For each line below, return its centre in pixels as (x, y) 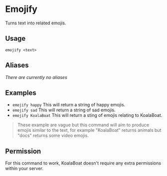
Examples (21, 93)
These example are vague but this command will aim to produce (83, 125)
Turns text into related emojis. (36, 23)
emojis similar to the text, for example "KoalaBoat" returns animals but (89, 130)
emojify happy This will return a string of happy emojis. (69, 105)
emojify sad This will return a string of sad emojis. (64, 110)
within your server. (24, 169)
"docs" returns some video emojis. (53, 136)
